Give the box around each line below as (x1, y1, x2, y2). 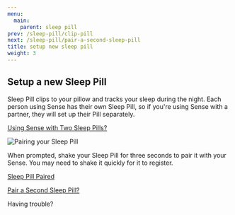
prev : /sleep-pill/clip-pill (7, 30, 93, 37)
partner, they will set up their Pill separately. (7, 110, 135, 118)
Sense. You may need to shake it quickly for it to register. (7, 158, 173, 167)
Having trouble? (7, 199, 54, 208)
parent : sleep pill (20, 23, 78, 30)
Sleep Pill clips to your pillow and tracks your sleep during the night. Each (7, 95, 222, 103)
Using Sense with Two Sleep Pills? (7, 123, 108, 132)
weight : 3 (7, 50, 37, 57)
